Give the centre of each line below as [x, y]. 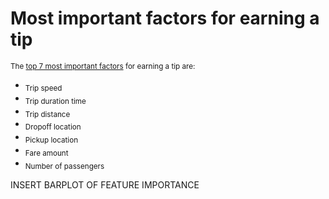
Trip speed [43, 88]
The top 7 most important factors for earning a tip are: [103, 66]
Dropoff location [53, 127]
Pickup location [51, 140]
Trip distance [47, 114]
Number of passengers [64, 166]
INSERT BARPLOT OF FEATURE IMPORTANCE [105, 184]
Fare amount [46, 153]
